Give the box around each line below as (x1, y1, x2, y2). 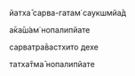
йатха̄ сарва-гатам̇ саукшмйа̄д (9, 8, 127, 18)
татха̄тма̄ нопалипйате (9, 59, 95, 69)
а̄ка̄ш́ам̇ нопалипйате (9, 25, 91, 34)
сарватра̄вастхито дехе (9, 42, 99, 52)
